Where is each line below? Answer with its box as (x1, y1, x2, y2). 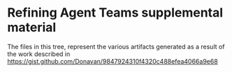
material (7, 19, 57, 35)
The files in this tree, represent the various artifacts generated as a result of (7, 42, 225, 51)
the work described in (7, 50, 71, 58)
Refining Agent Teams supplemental (7, 5, 224, 21)
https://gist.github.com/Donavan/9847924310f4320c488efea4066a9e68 (7, 57, 218, 65)
